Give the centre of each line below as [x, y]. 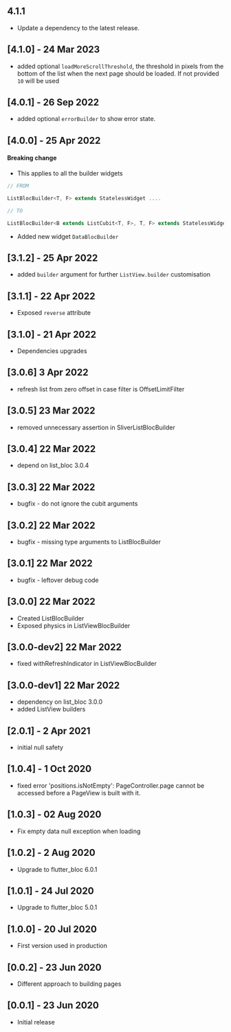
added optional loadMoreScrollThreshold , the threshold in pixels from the [120, 66]
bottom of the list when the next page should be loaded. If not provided [118, 73]
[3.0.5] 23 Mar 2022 [51, 411]
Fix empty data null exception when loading [79, 831]
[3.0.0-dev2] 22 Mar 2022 [64, 647]
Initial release [36, 1022]
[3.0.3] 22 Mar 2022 [51, 487]
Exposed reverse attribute [54, 313]
